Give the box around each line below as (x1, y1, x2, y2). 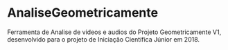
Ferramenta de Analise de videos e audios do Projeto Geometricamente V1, (7, 28, 222, 36)
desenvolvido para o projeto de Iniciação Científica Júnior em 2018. (7, 35, 200, 43)
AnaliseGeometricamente (7, 5, 158, 21)
